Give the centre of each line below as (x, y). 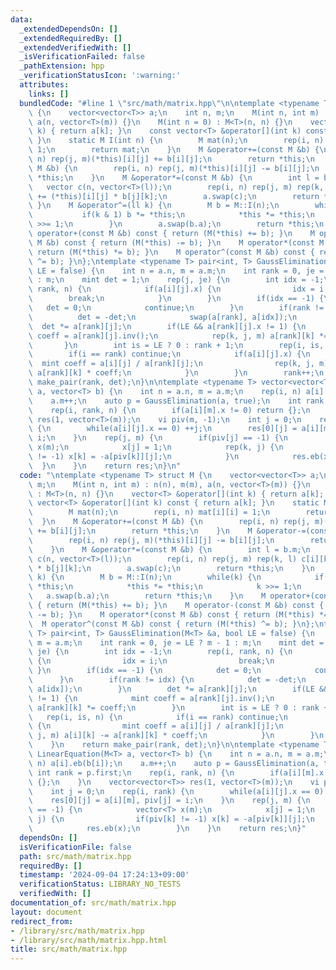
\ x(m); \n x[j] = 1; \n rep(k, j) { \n (156, 447)
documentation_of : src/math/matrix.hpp (93, 903)
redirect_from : (42, 921)
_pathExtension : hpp (62, 66)
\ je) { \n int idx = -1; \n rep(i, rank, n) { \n (160, 652)
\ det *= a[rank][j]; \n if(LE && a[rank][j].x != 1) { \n (167, 326)
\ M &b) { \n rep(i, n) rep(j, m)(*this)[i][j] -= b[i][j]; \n (174, 168)
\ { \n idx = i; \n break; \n (151, 661)
